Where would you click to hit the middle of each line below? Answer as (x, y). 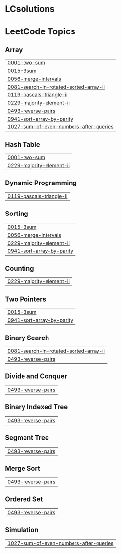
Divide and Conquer (36, 377)
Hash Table (23, 144)
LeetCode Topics (40, 32)
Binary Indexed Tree (36, 407)
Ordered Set (24, 499)
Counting (20, 268)
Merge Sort (23, 468)
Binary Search (27, 338)
